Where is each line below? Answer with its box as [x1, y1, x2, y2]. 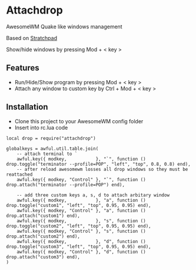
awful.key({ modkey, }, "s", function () [16, 218, 146, 224]
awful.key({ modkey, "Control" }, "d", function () [16, 249, 146, 255]
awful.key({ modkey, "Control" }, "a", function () [16, 208, 146, 213]
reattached [6, 172, 33, 177]
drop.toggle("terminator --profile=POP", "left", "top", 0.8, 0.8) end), [6, 161, 191, 167]
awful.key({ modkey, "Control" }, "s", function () [16, 228, 146, 234]
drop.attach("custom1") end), [6, 213, 81, 219]
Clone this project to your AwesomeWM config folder [14, 117, 144, 124]
